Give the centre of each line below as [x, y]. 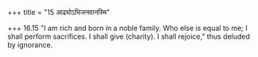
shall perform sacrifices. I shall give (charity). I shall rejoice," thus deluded [129, 36]
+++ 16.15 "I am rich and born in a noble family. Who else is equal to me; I [127, 28]
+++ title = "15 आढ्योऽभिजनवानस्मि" [59, 12]
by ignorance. [30, 45]
